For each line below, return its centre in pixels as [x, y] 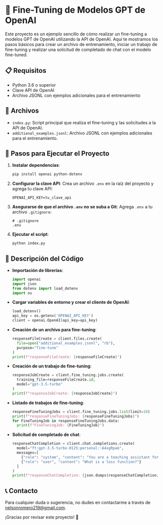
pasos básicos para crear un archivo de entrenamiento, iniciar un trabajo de [81, 44]
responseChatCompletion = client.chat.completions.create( [73, 444]
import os [22, 293]
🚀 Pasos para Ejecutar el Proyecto [57, 153]
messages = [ [28, 453]
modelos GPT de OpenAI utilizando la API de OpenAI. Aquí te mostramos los [81, 39]
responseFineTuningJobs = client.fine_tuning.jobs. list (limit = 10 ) [81, 411]
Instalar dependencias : [36, 165]
